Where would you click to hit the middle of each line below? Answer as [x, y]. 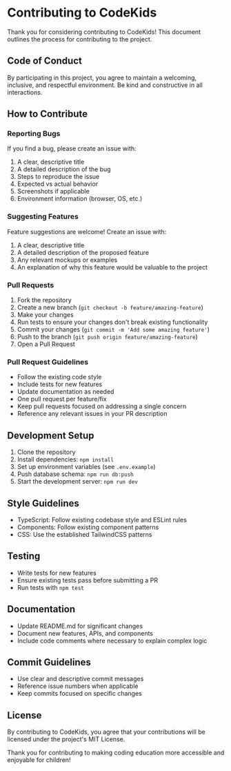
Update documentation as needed [66, 392]
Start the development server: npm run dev [77, 482]
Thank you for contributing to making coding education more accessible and [116, 753]
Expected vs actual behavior [58, 184]
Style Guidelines [43, 503]
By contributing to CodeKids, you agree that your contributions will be [106, 732]
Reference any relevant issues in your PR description [92, 414]
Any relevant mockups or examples [67, 260]
